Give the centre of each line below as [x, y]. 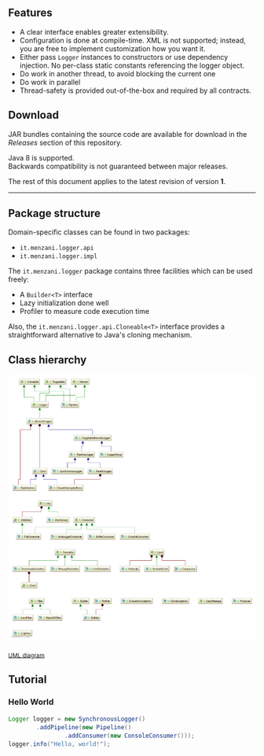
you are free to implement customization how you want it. [112, 48]
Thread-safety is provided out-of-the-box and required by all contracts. [135, 90]
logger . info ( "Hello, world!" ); [59, 744]
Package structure [54, 214]
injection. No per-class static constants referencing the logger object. [132, 65]
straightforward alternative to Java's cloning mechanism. [100, 335]
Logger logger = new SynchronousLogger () [77, 719]
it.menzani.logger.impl [59, 256]
